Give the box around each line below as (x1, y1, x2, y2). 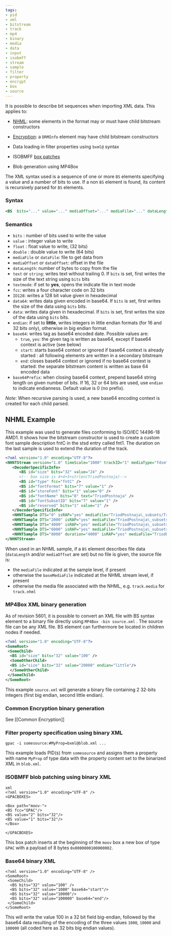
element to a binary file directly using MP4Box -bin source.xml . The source (5, 618, 163, 624)
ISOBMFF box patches (12, 153, 60, 160)
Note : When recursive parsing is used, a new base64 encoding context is (5, 395, 160, 401)
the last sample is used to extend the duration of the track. (5, 445, 129, 452)
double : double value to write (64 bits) (12, 248, 94, 255)
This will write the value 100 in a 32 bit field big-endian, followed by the (5, 914, 156, 920)
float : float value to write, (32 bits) (12, 243, 88, 249)
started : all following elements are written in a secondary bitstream (20, 352, 163, 358)
